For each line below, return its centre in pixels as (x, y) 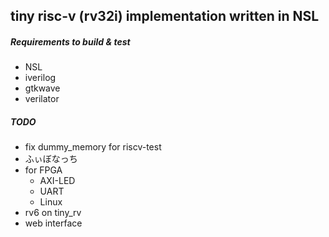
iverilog (40, 78)
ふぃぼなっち (51, 159)
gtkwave (42, 88)
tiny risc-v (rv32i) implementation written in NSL (165, 16)
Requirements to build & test (70, 41)
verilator (42, 99)
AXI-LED (57, 181)
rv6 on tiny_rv (53, 213)
